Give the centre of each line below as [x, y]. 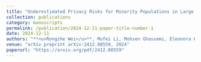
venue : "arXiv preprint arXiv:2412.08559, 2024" [68, 45]
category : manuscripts [34, 22]
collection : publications [38, 17]
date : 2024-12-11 [28, 34]
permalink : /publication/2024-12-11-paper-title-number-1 [80, 28]
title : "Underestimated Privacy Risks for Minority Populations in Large [100, 12]
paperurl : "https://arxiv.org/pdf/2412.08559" [65, 50]
